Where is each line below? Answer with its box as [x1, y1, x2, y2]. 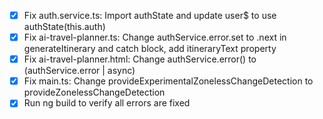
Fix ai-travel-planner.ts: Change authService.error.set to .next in [23, 31, 287, 44]
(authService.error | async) [23, 65, 136, 77]
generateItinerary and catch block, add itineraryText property [23, 43, 277, 55]
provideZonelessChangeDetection [23, 86, 166, 99]
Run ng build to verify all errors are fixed [23, 97, 191, 109]
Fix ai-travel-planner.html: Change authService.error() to [23, 53, 257, 65]
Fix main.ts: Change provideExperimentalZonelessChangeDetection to [23, 75, 314, 87]
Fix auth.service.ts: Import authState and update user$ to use [23, 10, 277, 21]
